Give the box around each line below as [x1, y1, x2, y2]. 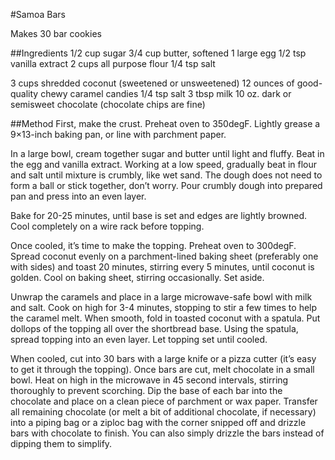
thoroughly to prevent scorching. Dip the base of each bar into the [10, 385, 283, 396]
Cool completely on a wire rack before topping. [10, 220, 205, 232]
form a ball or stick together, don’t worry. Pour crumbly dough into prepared [10, 180, 323, 191]
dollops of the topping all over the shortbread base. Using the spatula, [10, 323, 299, 334]
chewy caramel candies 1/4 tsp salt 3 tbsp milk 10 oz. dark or [40, 88, 292, 99]
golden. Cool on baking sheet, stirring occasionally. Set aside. [10, 272, 265, 283]
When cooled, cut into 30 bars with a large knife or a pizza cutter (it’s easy [10, 353, 317, 364]
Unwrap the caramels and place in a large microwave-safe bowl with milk [10, 291, 313, 303]
